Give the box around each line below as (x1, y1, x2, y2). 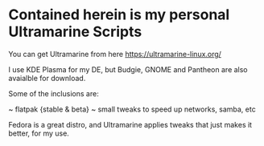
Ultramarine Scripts (8, 22, 142, 41)
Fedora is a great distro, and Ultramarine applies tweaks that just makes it (8, 120, 252, 129)
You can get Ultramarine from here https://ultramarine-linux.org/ (8, 49, 221, 59)
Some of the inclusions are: (8, 88, 99, 98)
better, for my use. (8, 128, 70, 138)
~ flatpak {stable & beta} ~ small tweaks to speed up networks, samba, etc (8, 104, 256, 114)
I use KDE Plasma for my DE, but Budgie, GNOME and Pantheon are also (8, 64, 248, 74)
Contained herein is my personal (8, 6, 230, 24)
